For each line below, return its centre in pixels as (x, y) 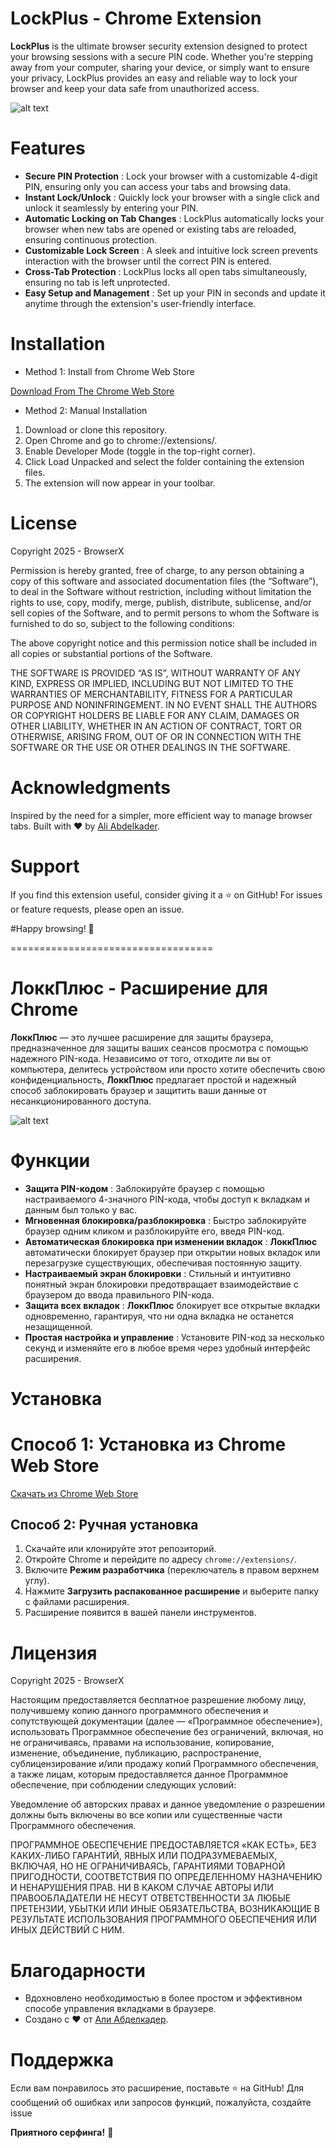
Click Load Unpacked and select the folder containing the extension (164, 461)
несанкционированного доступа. (81, 1101)
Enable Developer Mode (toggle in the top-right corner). (140, 451)
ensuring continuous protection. (90, 239)
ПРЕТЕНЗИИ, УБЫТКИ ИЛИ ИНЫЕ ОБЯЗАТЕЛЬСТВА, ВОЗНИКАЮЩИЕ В (165, 1909)
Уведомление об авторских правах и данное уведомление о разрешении (167, 1804)
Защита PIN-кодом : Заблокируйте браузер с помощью (144, 1188)
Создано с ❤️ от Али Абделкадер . (96, 2019)
